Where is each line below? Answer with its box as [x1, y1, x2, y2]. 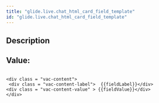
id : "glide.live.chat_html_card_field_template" [6, 14, 127, 20]
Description [6, 36, 50, 46]
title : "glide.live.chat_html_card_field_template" [6, 8, 135, 15]
